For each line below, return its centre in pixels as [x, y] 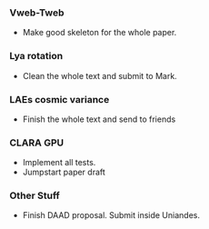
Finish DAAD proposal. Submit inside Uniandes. [111, 215]
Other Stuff [35, 195]
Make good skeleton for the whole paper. [100, 33]
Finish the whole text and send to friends [99, 119]
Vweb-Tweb [37, 13]
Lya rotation [36, 56]
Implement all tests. [59, 163]
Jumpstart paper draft [64, 172]
